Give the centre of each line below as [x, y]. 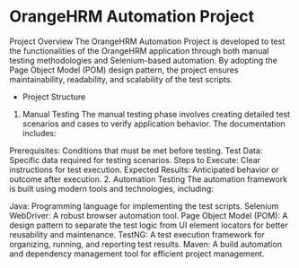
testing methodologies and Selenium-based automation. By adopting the [144, 60]
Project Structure [54, 97]
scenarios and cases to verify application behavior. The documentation [154, 124]
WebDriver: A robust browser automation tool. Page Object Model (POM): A [149, 215]
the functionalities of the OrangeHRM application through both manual [139, 50]
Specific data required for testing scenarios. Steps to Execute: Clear [135, 160]
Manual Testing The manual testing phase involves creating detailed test [156, 114]
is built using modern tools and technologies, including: [111, 188]
